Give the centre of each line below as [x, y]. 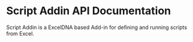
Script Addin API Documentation [89, 11]
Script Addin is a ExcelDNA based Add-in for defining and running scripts [97, 27]
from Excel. [20, 33]
